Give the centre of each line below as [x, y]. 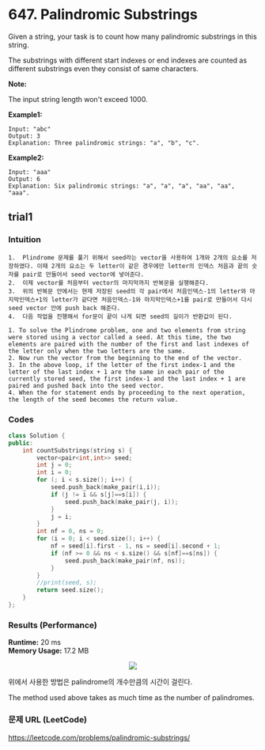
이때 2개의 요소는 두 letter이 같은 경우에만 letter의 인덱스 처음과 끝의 [143, 266]
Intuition [25, 240]
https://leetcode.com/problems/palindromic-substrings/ [99, 737]
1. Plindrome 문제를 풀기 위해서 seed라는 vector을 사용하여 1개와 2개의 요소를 [128, 258]
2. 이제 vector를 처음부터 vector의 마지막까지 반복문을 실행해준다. [109, 282]
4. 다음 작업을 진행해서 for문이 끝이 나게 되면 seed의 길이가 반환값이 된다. [120, 316]
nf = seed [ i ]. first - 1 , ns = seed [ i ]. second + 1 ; [136, 546]
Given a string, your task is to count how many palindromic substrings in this [132, 36]
